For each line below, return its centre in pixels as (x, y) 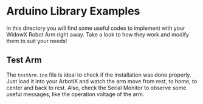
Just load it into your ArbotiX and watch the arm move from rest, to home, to (102, 81)
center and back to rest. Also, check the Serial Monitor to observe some (96, 88)
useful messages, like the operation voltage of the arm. (75, 94)
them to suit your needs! (37, 41)
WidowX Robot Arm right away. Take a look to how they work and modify (98, 34)
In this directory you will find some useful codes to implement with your (96, 28)
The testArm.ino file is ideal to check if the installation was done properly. (99, 75)
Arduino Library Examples (73, 11)
